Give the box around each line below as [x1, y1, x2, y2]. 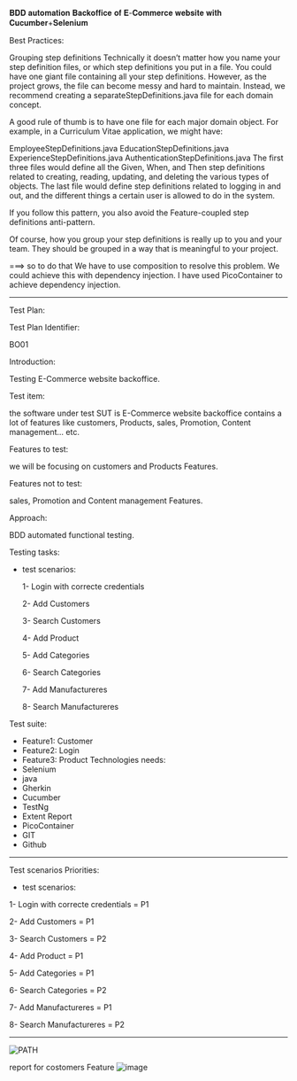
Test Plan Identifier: [9, 323, 80, 332]
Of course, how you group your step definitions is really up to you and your [9, 234, 283, 245]
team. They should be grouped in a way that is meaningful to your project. [9, 244, 278, 253]
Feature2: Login [21, 745, 80, 756]
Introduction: [9, 356, 56, 367]
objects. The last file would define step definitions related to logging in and [9, 181, 281, 191]
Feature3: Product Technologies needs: [21, 755, 166, 765]
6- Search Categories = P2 [9, 985, 108, 995]
